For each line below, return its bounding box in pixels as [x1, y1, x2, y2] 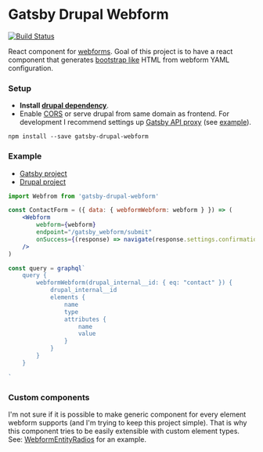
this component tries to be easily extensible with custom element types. [8, 426, 240, 436]
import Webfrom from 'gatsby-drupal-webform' [8, 192, 159, 200]
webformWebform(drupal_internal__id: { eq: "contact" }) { [36, 279, 233, 287]
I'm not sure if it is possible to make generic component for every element [8, 410, 247, 419]
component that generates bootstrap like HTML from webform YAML [8, 55, 230, 64]
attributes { [63, 315, 107, 323]
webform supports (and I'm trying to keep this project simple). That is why [8, 417, 247, 427]
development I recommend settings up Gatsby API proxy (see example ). [19, 118, 252, 127]
